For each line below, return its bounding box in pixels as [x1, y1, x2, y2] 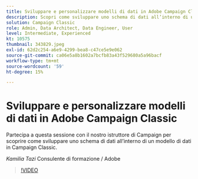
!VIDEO [20, 167, 38, 174]
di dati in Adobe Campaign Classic [6, 112, 177, 125]
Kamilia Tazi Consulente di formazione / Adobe [6, 155, 121, 163]
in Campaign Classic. [6, 144, 58, 151]
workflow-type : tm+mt [6, 58, 60, 64]
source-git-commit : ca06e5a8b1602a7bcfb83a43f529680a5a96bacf [6, 52, 162, 58]
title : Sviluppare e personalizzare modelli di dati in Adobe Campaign [6, 8, 186, 15]
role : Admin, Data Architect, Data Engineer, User [6, 25, 133, 31]
